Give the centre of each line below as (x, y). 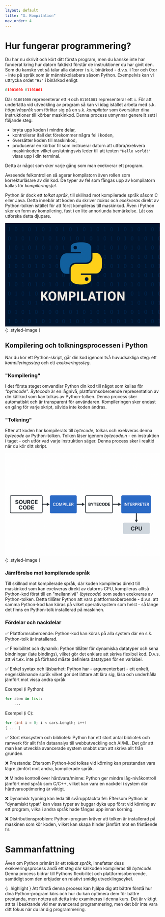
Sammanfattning (40, 849)
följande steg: (19, 120)
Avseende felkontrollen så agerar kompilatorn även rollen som (68, 175)
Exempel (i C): (19, 713)
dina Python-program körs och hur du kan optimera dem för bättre (72, 893)
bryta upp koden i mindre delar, (44, 130)
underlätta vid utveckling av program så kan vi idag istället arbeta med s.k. (81, 105)
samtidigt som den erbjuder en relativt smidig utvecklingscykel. (69, 879)
